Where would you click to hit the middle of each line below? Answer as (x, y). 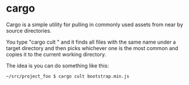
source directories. (29, 30)
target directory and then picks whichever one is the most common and (92, 48)
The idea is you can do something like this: (58, 65)
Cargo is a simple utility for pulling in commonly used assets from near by (94, 24)
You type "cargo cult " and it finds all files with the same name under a (91, 42)
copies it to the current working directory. (56, 54)
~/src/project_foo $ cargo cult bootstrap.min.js (68, 76)
